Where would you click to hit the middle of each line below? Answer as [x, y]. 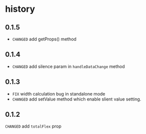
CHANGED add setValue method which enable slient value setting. [77, 99]
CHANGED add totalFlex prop [33, 126]
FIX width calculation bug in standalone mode [59, 94]
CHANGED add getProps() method [44, 39]
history [20, 9]
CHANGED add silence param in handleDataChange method [68, 66]
